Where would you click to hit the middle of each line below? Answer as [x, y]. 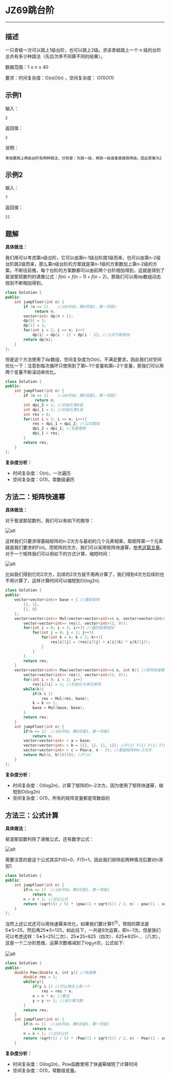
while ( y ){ [34, 982]
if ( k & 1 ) [42, 694]
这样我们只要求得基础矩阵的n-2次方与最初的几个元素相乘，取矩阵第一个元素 [84, 541]
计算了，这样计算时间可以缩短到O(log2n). [57, 581]
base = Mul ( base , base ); [58, 708]
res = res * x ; [57, 992]
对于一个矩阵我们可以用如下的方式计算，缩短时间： [58, 554]
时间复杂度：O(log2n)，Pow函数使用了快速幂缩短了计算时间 [75, 1064]
